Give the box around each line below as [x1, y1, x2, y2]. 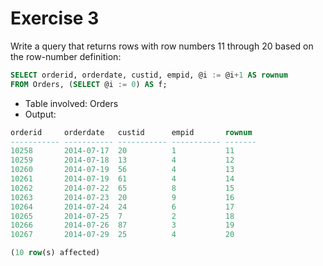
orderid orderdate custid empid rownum [10, 127, 253, 137]
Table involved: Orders [24, 97, 119, 109]
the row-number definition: [10, 50, 122, 62]
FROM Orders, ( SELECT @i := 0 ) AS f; [10, 79, 168, 89]
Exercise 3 [10, 7, 100, 30]
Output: [24, 108, 57, 120]
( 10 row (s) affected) [10, 248, 101, 258]
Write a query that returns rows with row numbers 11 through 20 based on [10, 40, 314, 52]
